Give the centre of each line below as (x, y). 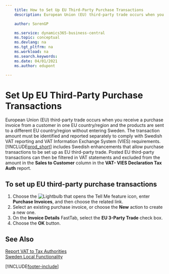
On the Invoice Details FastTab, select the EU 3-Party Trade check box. (88, 218)
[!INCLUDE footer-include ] (32, 266)
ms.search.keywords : (36, 56)
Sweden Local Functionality (34, 256)
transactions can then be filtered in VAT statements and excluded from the (83, 158)
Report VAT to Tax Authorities (36, 251)
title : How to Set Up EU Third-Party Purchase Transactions (79, 10)
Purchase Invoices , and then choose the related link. (68, 202)
